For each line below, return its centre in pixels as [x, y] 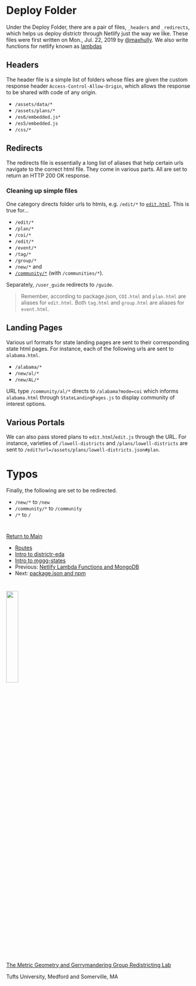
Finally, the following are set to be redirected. [62, 491]
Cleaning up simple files [42, 191]
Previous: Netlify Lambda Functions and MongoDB [77, 567]
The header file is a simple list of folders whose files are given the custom [97, 79]
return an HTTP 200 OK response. [48, 175]
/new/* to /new [32, 502]
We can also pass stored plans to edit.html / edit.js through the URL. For [97, 437]
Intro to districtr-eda [39, 554]
